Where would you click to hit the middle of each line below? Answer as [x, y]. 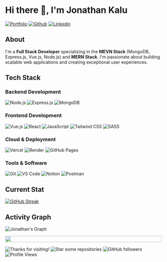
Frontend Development [34, 115]
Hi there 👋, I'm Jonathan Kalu [66, 10]
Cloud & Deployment [31, 139]
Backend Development [33, 92]
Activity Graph [28, 217]
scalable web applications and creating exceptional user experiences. [77, 62]
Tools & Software [26, 163]
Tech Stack [23, 78]
